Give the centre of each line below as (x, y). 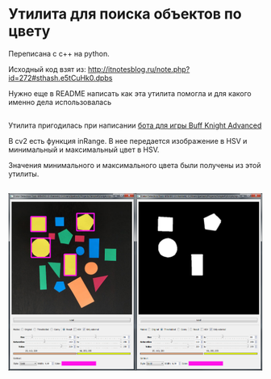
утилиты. (24, 174)
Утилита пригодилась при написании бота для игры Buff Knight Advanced (135, 125)
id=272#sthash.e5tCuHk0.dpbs (60, 78)
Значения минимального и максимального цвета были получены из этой (135, 166)
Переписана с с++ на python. (59, 53)
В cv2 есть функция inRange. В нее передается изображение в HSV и (128, 141)
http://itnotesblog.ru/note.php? (139, 69)
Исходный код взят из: (47, 69)
